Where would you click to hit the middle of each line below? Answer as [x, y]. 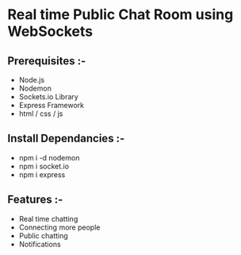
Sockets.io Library [48, 97]
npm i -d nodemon [49, 157]
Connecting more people [59, 227]
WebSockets [50, 31]
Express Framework [52, 105]
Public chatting [43, 235]
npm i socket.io [44, 166]
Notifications [40, 244]
